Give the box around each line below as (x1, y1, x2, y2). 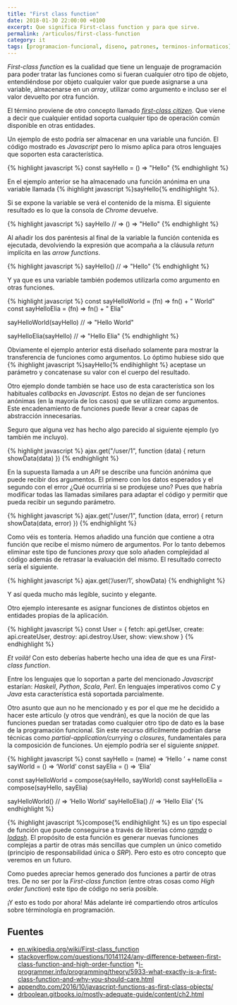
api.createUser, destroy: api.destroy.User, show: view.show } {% (7, 633, 194, 641)
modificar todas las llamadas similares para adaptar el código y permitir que (7, 490, 228, 499)
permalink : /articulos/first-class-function (7, 30, 140, 37)
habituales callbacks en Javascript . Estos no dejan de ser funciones (7, 389, 206, 398)
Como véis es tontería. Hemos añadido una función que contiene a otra (7, 533, 215, 541)
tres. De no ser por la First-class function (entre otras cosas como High (7, 877, 215, 885)
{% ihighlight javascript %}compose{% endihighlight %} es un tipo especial (7, 819, 227, 826)
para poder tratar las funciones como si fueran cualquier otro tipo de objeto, (7, 70, 229, 78)
